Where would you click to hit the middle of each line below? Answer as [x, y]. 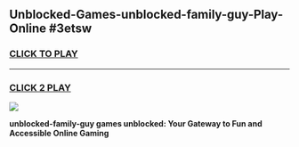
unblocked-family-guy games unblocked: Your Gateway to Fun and [136, 123]
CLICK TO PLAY [44, 54]
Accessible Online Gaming [59, 133]
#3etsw [70, 29]
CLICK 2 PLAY [40, 87]
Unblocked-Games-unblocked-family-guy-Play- [146, 15]
